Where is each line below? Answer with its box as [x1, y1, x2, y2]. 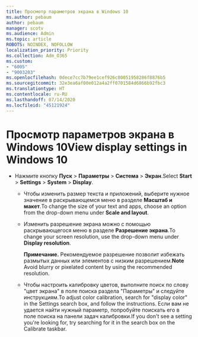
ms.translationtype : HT [6, 86, 65, 92]
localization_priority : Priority [6, 47, 89, 53]
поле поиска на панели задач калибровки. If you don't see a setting [23, 313, 193, 320]
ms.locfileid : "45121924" [6, 102, 70, 108]
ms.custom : [6, 58, 33, 64]
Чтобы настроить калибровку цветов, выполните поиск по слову [23, 281, 189, 288]
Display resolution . [23, 239, 71, 246]
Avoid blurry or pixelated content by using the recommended [23, 264, 173, 271]
